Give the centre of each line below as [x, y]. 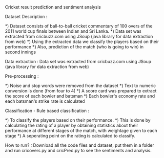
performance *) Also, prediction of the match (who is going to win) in [74, 47]
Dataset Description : [26, 16]
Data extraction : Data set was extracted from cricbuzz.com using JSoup [78, 61]
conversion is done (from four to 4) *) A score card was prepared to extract [81, 91]
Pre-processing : [22, 76]
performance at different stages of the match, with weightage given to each [81, 131]
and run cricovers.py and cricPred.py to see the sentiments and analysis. [78, 150]
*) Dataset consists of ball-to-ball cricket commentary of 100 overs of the [79, 26]
